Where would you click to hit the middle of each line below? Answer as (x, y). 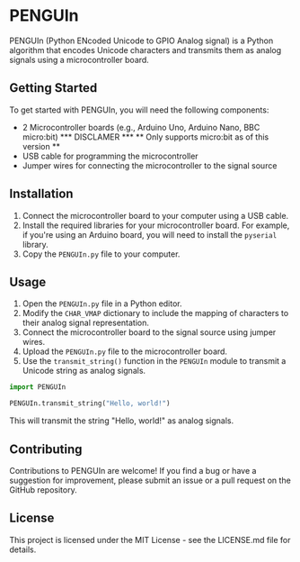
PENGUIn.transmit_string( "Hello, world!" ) (90, 403)
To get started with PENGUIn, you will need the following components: (139, 110)
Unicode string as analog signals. (84, 371)
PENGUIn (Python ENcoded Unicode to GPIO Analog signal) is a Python (141, 41)
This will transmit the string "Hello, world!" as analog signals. (122, 421)
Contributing (46, 449)
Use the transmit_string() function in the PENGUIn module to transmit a (154, 361)
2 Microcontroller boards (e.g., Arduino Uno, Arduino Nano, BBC (141, 127)
